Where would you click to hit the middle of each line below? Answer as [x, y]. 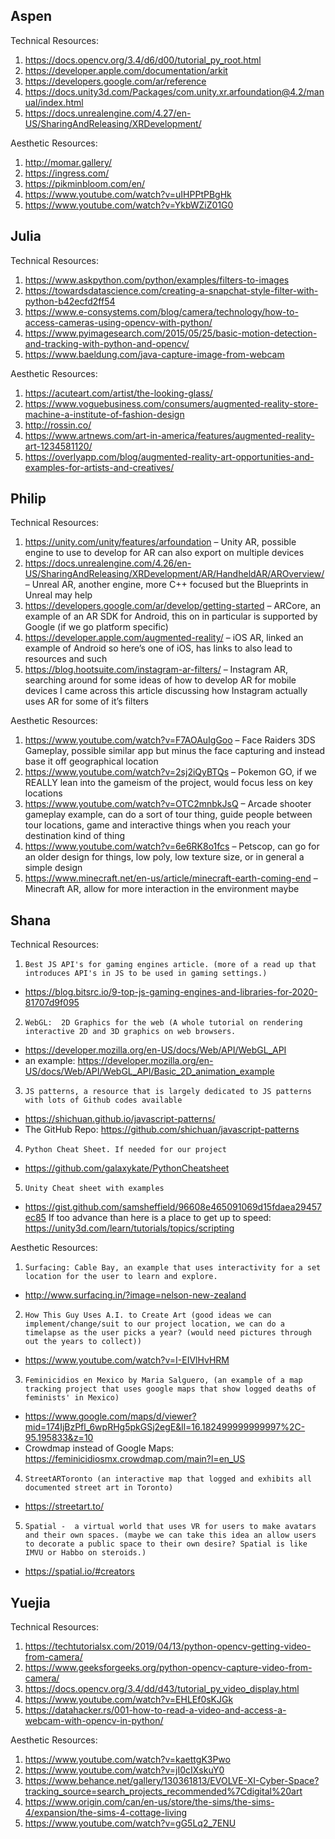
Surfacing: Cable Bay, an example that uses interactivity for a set [173, 1268]
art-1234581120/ [58, 446]
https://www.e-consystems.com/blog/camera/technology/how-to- [161, 311]
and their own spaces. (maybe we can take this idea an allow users [170, 1535]
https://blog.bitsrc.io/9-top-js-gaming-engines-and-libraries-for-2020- [171, 992]
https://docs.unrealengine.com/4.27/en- [108, 113]
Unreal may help [58, 595]
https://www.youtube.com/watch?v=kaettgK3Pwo [127, 1760]
